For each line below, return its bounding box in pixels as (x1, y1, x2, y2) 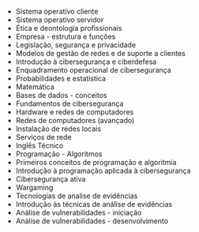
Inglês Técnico (15, 141, 64, 150)
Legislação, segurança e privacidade (15, 40, 137, 50)
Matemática (15, 82, 55, 92)
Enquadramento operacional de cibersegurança (15, 65, 171, 74)
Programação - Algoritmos (15, 149, 103, 159)
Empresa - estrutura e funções (15, 32, 116, 41)
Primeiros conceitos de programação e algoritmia (15, 158, 177, 167)
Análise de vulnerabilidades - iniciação (15, 208, 142, 217)
